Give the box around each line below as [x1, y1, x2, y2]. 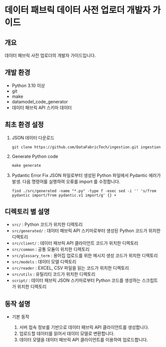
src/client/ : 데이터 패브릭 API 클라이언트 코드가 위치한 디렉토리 [11, 240, 138, 246]
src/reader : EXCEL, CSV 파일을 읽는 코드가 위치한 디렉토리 [11, 265, 129, 271]
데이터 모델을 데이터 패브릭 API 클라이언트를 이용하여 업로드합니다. [19, 337, 148, 343]
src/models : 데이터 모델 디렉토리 [11, 259, 77, 265]
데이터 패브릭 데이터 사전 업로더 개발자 [4, 4, 151, 16]
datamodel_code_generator [11, 98, 68, 104]
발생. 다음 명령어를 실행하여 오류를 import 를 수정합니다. [11, 178, 120, 184]
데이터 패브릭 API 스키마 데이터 [11, 104, 72, 110]
